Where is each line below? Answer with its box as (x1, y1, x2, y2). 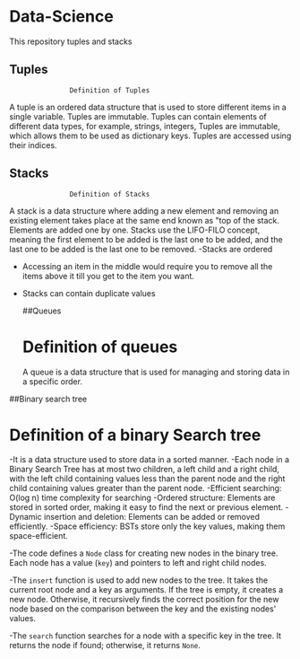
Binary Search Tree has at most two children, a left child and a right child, (9, 464, 280, 475)
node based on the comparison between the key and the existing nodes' (9, 603, 277, 614)
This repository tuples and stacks (9, 36, 133, 47)
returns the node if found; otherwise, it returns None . (9, 640, 201, 651)
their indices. (9, 139, 57, 150)
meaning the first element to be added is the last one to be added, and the (9, 233, 284, 244)
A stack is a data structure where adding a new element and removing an (9, 205, 279, 216)
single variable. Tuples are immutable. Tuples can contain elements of (9, 110, 267, 122)
